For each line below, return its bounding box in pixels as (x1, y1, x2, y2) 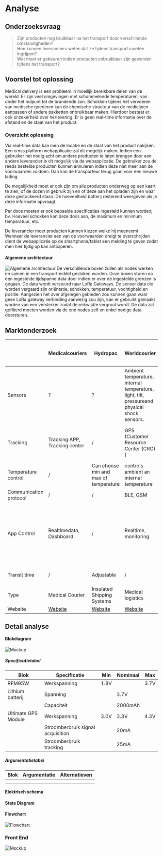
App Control (7, 530, 35, 537)
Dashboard (48, 533, 74, 540)
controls (124, 462, 144, 469)
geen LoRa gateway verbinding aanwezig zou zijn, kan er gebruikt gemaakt (5, 297, 155, 302)
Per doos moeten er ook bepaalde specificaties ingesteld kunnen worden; (5, 208, 153, 214)
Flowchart (5, 811, 26, 817)
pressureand (124, 398, 154, 405)
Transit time (7, 572, 35, 578)
